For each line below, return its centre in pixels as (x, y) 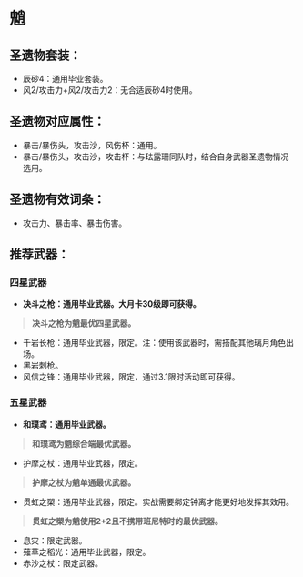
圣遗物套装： (45, 55)
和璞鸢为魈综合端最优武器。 (84, 443)
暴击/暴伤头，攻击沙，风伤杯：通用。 (92, 145)
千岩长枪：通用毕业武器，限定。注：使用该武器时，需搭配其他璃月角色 (154, 343)
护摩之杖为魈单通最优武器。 (84, 482)
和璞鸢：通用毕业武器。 (66, 424)
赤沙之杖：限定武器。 (62, 563)
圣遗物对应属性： (57, 121)
